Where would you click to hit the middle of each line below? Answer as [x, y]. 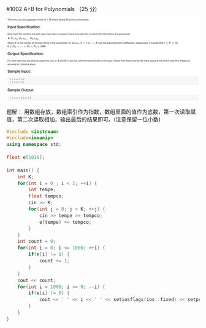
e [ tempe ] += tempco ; [65, 222]
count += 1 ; [54, 261]
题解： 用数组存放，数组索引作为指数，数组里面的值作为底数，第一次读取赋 [101, 112]
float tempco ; [46, 196]
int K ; [26, 177]
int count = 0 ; [37, 242]
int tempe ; [42, 190]
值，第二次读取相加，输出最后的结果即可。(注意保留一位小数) [84, 119]
